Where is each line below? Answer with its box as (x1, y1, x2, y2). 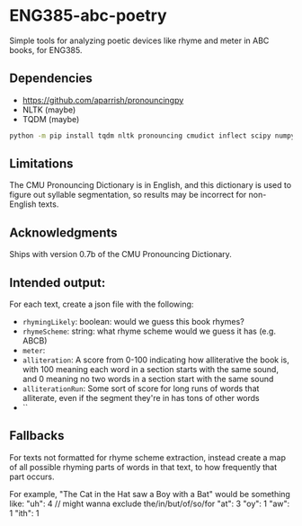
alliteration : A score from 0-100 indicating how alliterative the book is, (22, 354, 289, 365)
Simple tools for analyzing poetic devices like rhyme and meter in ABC (9, 35, 270, 46)
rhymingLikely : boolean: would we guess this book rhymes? (22, 316, 244, 327)
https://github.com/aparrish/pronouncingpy (22, 94, 184, 105)
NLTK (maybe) (22, 104, 76, 115)
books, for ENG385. (9, 44, 83, 55)
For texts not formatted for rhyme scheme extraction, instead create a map (9, 451, 286, 463)
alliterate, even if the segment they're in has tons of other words (22, 393, 261, 404)
